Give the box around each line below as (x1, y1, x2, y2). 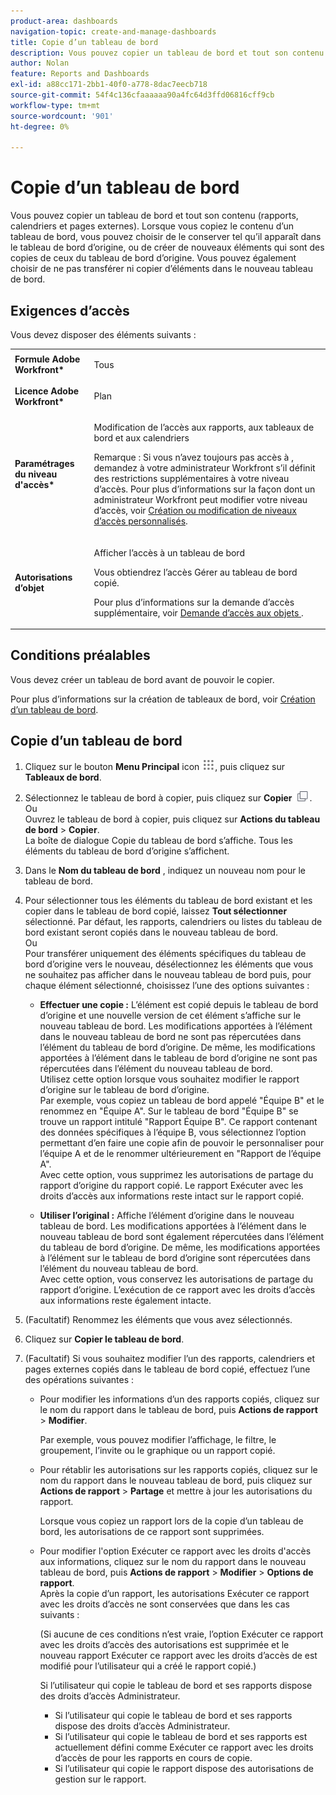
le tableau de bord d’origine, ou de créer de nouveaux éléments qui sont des (10, 241, 325, 254)
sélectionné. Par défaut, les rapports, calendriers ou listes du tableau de (24, 915, 323, 927)
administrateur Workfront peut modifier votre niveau (93, 494, 308, 506)
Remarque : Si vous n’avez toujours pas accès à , (93, 451, 294, 464)
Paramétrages (14, 458, 75, 470)
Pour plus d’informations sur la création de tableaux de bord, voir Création (10, 693, 316, 705)
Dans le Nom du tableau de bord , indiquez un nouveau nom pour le (24, 864, 307, 876)
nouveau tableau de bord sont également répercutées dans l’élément (39, 1230, 325, 1242)
